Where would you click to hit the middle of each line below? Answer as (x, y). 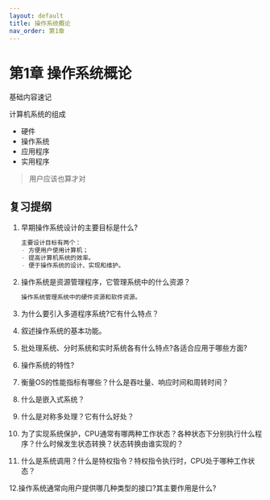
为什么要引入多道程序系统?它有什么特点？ (90, 313)
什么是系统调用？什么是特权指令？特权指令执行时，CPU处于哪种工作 (134, 460)
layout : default (36, 16)
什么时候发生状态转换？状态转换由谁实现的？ (109, 444)
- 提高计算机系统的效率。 (58, 258)
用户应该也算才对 (57, 179)
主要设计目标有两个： (51, 243)
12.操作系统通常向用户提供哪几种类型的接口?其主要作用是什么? (113, 488)
